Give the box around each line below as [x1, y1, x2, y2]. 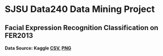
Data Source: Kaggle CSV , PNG [5, 45, 72, 51]
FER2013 [5, 31, 34, 39]
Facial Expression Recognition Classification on [5, 23, 158, 32]
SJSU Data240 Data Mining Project [5, 3, 155, 15]
